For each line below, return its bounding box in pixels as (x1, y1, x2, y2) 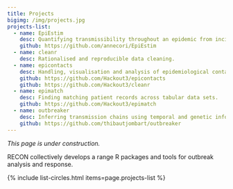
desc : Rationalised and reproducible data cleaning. (19, 56, 175, 63)
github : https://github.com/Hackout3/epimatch (19, 101, 157, 108)
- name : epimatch (13, 88, 64, 94)
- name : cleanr (13, 49, 58, 56)
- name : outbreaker (13, 107, 70, 114)
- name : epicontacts (13, 62, 73, 69)
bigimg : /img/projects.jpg (7, 17, 85, 24)
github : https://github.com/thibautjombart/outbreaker (19, 120, 182, 127)
